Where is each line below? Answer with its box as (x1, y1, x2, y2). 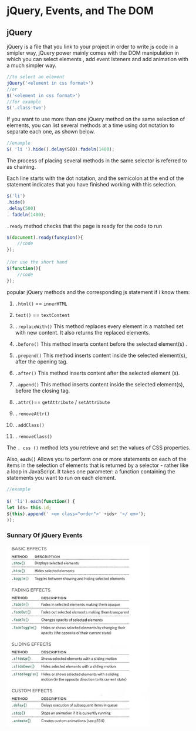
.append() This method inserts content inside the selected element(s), (15, 380, 184, 388)
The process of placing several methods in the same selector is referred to (6, 157, 187, 164)
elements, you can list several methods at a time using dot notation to (6, 122, 175, 129)
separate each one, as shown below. (6, 128, 96, 135)
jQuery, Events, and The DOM (6, 4, 154, 18)
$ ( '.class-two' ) (6, 105, 46, 111)
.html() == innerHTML (15, 300, 67, 307)
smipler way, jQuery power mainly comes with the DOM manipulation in (6, 49, 180, 56)
